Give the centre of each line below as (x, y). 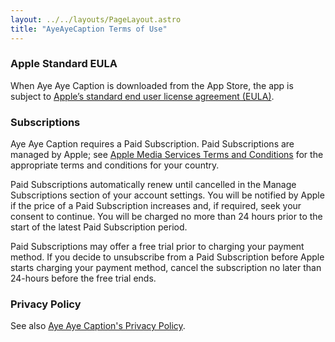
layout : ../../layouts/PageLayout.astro (96, 19)
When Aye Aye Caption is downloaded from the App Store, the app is (152, 85)
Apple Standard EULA (64, 64)
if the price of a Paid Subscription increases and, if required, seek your (156, 206)
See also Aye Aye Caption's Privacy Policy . (98, 326)
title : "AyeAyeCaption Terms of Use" (89, 29)
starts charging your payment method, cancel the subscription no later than (166, 268)
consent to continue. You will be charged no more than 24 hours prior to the (166, 217)
